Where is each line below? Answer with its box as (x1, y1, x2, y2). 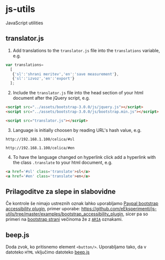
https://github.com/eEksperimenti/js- (81, 206, 157, 212)
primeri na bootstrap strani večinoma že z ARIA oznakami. (5, 216, 123, 222)
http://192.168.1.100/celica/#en (5, 145, 75, 150)
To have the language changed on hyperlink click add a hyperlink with (12, 154, 156, 160)
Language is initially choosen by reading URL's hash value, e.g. (12, 127, 142, 133)
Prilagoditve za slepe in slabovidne (5, 187, 116, 195)
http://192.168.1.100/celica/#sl (5, 136, 75, 142)
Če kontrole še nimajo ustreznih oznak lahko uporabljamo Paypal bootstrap (5, 200, 159, 206)
